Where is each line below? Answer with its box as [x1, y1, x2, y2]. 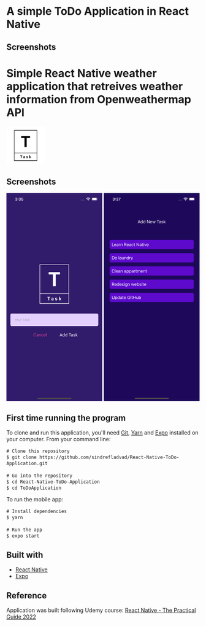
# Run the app [6, 527, 43, 533]
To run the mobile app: [6, 496, 64, 503]
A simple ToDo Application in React [6, 4, 189, 18]
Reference [6, 590, 47, 601]
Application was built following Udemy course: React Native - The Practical [6, 606, 196, 614]
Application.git [6, 460, 48, 467]
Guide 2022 [6, 612, 37, 620]
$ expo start [6, 533, 40, 539]
